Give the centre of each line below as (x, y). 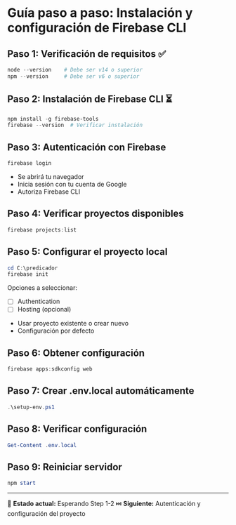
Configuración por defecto (56, 331)
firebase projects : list (42, 230)
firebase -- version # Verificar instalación (75, 125)
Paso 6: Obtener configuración (76, 353)
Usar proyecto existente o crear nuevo (73, 324)
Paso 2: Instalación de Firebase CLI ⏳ (90, 99)
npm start (22, 483)
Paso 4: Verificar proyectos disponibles (96, 214)
